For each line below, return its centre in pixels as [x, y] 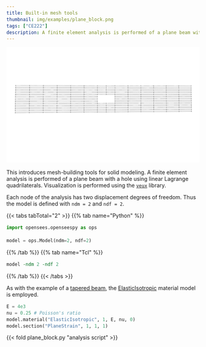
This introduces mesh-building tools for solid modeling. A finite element [97, 172]
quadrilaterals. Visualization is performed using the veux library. [86, 185]
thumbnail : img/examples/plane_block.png [60, 19]
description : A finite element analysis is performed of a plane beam [98, 32]
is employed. [22, 294]
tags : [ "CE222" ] [27, 26]
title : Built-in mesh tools [42, 13]
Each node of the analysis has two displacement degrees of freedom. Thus [101, 197]
